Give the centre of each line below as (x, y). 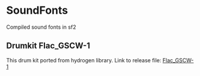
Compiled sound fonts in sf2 (41, 27)
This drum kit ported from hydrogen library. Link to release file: (84, 60)
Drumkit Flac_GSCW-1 (48, 46)
